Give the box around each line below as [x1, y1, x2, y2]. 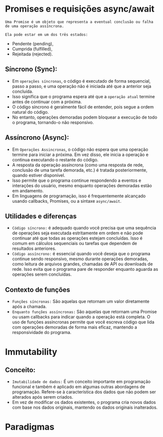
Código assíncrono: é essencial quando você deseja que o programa [12, 251, 151, 257]
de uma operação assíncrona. [5, 23, 64, 29]
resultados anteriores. [12, 245, 56, 251]
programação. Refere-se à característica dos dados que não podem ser [12, 389, 156, 395]
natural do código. [12, 109, 49, 115]
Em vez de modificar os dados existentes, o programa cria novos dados [12, 400, 156, 405]
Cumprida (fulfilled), [12, 46, 53, 52]
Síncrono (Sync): [5, 65, 57, 73]
